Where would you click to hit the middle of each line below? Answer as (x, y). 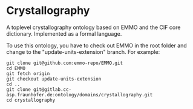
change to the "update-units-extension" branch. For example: (83, 51)
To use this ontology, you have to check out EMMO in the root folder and (97, 45)
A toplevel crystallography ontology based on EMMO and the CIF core (93, 27)
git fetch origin (28, 73)
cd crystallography (31, 100)
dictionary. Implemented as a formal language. (64, 33)
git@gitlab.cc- (52, 89)
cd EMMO (16, 68)
